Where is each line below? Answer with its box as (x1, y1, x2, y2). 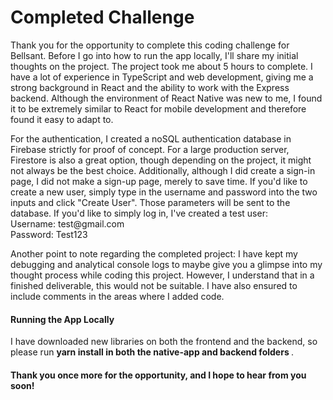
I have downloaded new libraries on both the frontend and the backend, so (10, 336, 318, 348)
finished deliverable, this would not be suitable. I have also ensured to (10, 279, 298, 291)
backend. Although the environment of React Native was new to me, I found (10, 92, 323, 104)
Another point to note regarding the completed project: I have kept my (10, 247, 298, 260)
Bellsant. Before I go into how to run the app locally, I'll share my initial (10, 49, 299, 61)
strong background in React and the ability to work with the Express (10, 81, 290, 93)
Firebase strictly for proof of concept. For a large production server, (10, 143, 290, 155)
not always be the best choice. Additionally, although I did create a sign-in (10, 164, 316, 176)
